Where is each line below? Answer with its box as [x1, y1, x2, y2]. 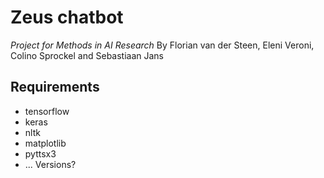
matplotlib [24, 137, 67, 149]
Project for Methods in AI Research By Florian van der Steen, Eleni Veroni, [10, 39, 315, 51]
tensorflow [24, 105, 70, 117]
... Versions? [24, 158, 77, 170]
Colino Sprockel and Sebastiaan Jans [10, 49, 165, 61]
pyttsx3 [24, 147, 57, 160]
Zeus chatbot [10, 6, 124, 29]
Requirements [10, 79, 100, 96]
